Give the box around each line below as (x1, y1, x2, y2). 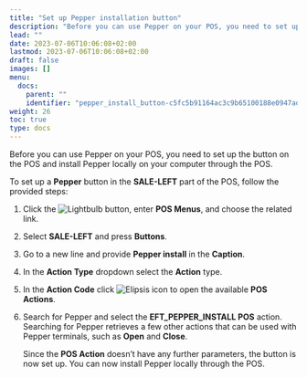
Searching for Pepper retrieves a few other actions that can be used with (22, 321, 297, 331)
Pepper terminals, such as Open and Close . (22, 331, 188, 341)
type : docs (9, 124, 51, 133)
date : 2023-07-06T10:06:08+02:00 (9, 38, 137, 48)
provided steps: (9, 186, 69, 196)
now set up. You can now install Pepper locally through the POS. (22, 358, 265, 369)
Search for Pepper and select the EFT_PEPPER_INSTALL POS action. (22, 311, 283, 322)
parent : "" (26, 89, 68, 99)
